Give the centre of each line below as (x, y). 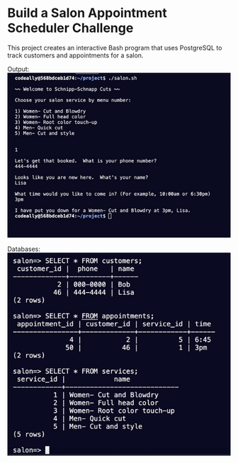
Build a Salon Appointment (87, 13)
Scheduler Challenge (70, 28)
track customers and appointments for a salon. (75, 55)
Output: (18, 69)
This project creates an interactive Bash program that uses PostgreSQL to (115, 48)
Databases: (24, 249)
